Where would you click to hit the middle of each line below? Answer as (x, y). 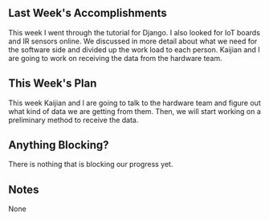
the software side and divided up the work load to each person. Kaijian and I (134, 49)
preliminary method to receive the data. (73, 120)
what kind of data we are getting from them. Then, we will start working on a (134, 111)
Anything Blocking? (59, 145)
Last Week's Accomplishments (88, 13)
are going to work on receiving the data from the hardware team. (115, 58)
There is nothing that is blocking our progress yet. (91, 165)
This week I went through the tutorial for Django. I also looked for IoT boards (134, 32)
